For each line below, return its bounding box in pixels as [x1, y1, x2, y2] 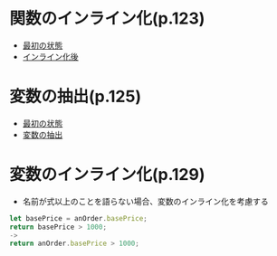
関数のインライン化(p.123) [9, 8, 205, 29]
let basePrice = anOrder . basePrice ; [9, 213, 148, 223]
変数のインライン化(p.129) [9, 165, 205, 185]
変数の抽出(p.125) [9, 87, 142, 107]
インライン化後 [22, 51, 79, 62]
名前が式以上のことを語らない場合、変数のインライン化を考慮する [22, 195, 269, 206]
